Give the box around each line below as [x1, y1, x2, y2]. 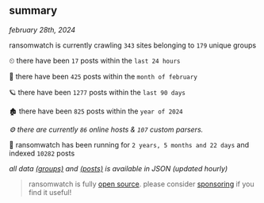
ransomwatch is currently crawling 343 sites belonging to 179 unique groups [9, 40, 257, 50]
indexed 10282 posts [9, 148, 75, 158]
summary [9, 4, 58, 17]
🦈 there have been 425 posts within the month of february [9, 71, 197, 81]
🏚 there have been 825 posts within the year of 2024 [9, 106, 183, 116]
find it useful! [28, 187, 72, 197]
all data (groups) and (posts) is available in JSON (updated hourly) [9, 163, 228, 173]
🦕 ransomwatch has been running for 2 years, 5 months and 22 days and [9, 140, 250, 149]
